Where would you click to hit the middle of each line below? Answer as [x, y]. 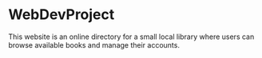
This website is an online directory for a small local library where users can [131, 37]
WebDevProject [62, 15]
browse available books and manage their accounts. [94, 44]
